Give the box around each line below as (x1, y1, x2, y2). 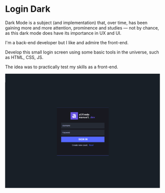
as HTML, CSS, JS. (5, 54, 44, 60)
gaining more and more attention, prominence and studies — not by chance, (5, 25, 160, 30)
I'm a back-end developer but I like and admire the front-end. (5, 39, 129, 45)
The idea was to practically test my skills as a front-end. (5, 64, 118, 70)
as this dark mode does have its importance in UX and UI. (5, 30, 122, 36)
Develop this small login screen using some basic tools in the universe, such (5, 49, 160, 55)
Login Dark (5, 3, 51, 15)
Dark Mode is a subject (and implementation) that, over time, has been (5, 20, 148, 26)
